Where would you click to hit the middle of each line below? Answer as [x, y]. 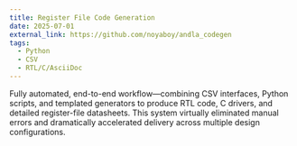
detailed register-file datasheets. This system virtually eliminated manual [144, 113]
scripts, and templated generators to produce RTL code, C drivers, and [141, 103]
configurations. [37, 132]
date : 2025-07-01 [42, 26]
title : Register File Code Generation [82, 18]
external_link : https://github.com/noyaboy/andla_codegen [121, 34]
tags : [19, 43]
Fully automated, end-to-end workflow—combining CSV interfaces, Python [149, 93]
